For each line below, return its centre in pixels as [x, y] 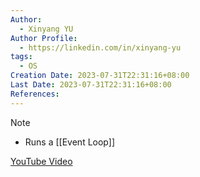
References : [35, 94]
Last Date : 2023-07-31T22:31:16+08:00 [91, 85]
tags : [21, 57]
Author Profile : [44, 38]
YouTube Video [41, 161]
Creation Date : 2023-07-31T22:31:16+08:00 [100, 76]
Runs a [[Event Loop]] [69, 142]
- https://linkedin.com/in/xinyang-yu [100, 47]
